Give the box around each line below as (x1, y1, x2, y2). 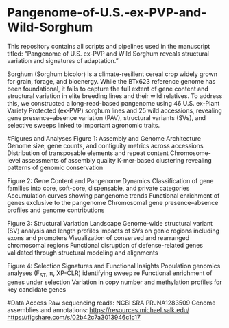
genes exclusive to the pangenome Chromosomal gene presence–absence (7, 198, 219, 207)
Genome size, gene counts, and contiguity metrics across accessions (7, 141, 204, 150)
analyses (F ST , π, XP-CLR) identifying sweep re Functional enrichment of (7, 269, 213, 279)
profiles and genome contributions (7, 206, 105, 214)
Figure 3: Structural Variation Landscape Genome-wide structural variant (7, 219, 213, 227)
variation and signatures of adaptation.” (7, 56, 119, 65)
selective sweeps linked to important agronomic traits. (7, 121, 160, 129)
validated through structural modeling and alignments (7, 248, 158, 257)
